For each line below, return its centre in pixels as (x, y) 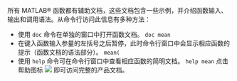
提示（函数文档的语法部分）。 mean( (69, 52)
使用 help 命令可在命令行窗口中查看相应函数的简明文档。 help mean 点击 (123, 61)
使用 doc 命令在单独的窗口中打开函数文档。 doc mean (94, 34)
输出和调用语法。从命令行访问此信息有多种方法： (79, 19)
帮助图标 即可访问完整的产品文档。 (73, 70)
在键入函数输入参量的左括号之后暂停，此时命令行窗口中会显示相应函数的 (123, 43)
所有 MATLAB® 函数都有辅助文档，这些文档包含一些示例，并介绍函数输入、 (117, 10)
